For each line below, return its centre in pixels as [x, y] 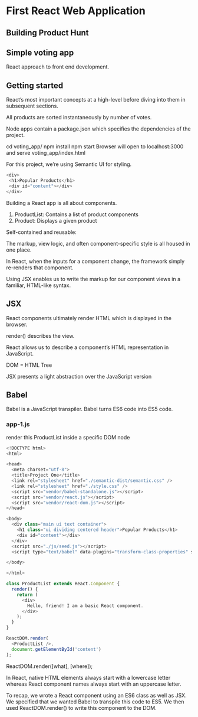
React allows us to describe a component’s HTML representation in [88, 347]
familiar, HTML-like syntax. [39, 285]
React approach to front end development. [58, 67]
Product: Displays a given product [56, 220]
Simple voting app [40, 52]
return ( [27, 595]
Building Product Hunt [47, 33]
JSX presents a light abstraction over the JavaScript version [79, 376]
